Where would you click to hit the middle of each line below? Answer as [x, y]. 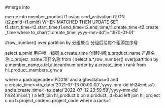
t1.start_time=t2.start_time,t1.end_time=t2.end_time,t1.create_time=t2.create [82, 27]
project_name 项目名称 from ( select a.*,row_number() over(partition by [86, 59]
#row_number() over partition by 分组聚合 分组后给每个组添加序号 [72, 42]
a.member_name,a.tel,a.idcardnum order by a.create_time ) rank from [76, 65]
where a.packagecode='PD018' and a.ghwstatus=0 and [62, 79]
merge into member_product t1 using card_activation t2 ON [65, 17]
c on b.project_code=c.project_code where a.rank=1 [58, 100]
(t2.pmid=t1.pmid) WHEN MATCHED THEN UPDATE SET [62, 22]
